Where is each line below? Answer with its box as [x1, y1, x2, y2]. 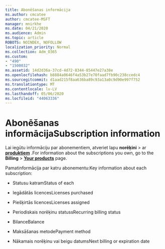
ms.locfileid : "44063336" [5, 96, 59, 101]
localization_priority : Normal [5, 45, 71, 50]
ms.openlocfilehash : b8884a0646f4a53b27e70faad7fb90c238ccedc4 [5, 73, 140, 78]
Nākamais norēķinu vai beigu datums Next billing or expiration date [12, 238, 150, 244]
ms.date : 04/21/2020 [5, 26, 49, 31]
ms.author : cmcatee [5, 12, 46, 17]
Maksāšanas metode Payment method [12, 228, 91, 234]
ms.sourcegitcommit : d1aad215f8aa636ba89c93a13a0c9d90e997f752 [5, 77, 140, 82]
